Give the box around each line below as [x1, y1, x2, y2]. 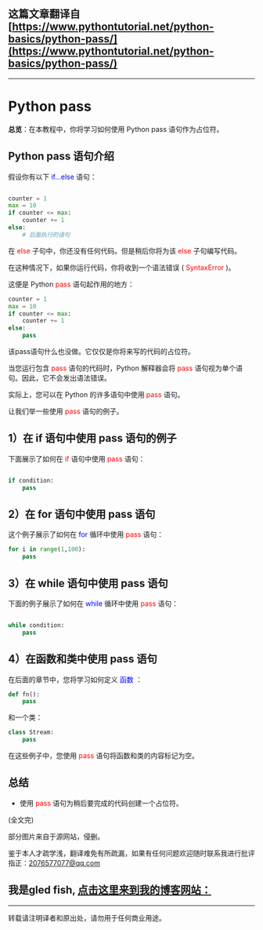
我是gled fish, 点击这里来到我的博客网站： [8, 884, 212, 897]
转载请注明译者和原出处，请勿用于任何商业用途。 [8, 913, 166, 922]
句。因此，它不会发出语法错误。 [8, 374, 111, 383]
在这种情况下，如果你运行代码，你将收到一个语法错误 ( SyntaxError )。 [8, 262, 236, 272]
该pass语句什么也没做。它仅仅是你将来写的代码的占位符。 [8, 347, 196, 356]
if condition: [8, 476, 55, 484]
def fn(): [8, 690, 41, 698]
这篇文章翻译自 [8, 7, 81, 21]
